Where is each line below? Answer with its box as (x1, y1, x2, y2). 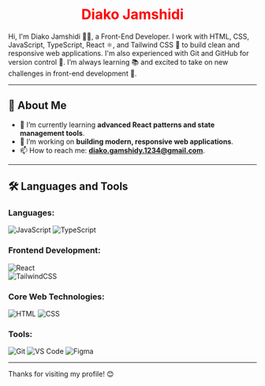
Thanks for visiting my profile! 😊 (8, 369, 114, 379)
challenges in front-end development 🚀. (8, 69, 137, 78)
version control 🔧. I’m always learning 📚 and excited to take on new (8, 57, 229, 66)
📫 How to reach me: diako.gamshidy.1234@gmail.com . (19, 145, 205, 155)
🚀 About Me (8, 99, 67, 112)
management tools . (19, 128, 85, 137)
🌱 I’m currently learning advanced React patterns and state (19, 120, 215, 129)
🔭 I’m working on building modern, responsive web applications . (19, 137, 234, 146)
